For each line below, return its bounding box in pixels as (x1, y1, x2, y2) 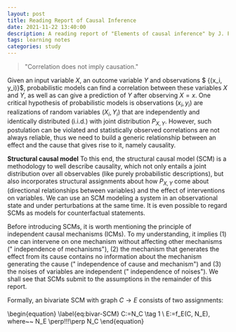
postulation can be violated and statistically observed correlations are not (7, 126, 220, 135)
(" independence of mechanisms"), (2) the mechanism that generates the (7, 245, 220, 254)
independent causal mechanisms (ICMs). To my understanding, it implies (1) (7, 230, 227, 238)
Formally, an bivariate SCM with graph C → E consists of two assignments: (7, 296, 223, 305)
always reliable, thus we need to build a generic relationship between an (7, 133, 216, 142)
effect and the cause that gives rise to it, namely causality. (7, 141, 176, 149)
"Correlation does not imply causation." (24, 63, 139, 70)
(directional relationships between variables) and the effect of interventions (7, 186, 225, 195)
